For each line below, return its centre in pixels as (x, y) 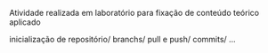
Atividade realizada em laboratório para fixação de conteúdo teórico (134, 13)
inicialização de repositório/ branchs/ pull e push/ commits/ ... (122, 39)
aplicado (25, 22)
